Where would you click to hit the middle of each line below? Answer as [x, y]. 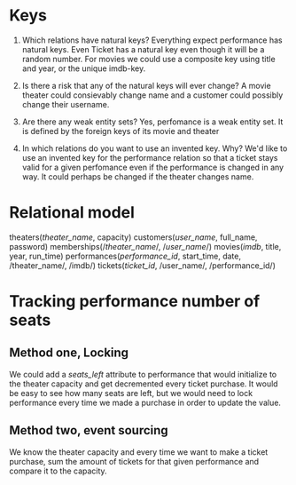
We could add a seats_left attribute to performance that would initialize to [143, 374]
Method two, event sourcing [89, 430]
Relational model [72, 213]
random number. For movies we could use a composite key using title [149, 59]
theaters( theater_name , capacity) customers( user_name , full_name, [133, 237]
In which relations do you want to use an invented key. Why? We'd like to [155, 148]
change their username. [66, 104]
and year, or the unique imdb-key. [84, 68]
